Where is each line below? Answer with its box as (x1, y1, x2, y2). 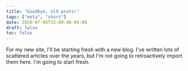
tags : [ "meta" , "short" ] (6, 14, 67, 20)
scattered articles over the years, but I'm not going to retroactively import (6, 52, 183, 59)
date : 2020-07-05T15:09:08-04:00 (6, 19, 88, 25)
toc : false (6, 30, 33, 36)
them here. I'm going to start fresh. (6, 59, 90, 66)
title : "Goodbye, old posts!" (6, 8, 80, 15)
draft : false (6, 24, 38, 31)
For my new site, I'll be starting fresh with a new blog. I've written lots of (6, 46, 179, 53)
